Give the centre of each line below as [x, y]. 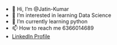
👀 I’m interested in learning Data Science [61, 15]
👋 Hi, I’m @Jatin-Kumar [40, 9]
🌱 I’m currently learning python [50, 21]
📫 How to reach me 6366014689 [53, 28]
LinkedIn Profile [31, 36]
